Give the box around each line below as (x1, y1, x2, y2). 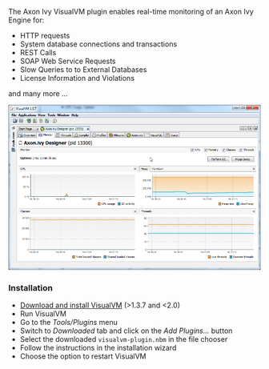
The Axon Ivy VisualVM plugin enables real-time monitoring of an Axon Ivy (8, 7, 254, 16)
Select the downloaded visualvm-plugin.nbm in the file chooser (19, 334, 228, 343)
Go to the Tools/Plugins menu (19, 317, 118, 327)
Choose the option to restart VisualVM (19, 351, 147, 361)
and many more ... (8, 89, 68, 98)
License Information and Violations (19, 74, 134, 82)
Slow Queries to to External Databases (19, 65, 147, 74)
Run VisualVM (19, 308, 66, 319)
